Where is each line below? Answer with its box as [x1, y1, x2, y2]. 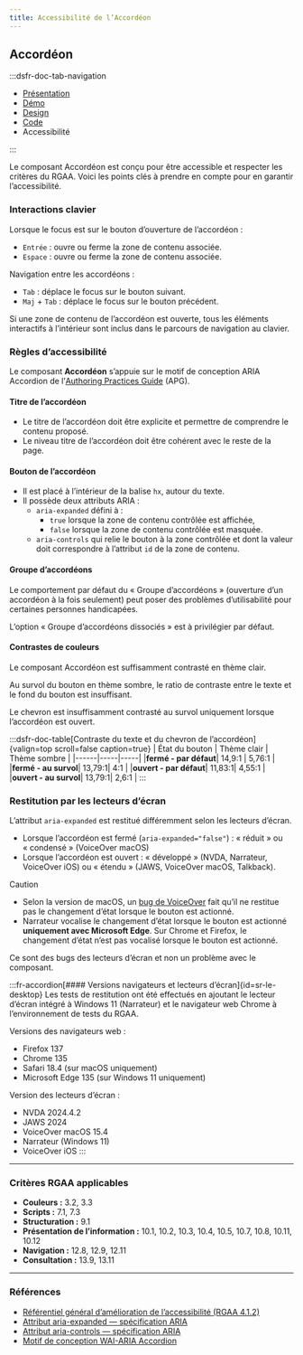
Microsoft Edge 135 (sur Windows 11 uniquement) [22, 1072, 207, 1083]
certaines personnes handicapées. [9, 603, 138, 615]
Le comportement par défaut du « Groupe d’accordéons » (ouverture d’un [9, 584, 284, 595]
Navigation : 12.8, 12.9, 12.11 [22, 1245, 126, 1256]
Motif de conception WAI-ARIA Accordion [22, 1335, 178, 1346]
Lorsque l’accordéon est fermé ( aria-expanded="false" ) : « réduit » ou [22, 833, 283, 843]
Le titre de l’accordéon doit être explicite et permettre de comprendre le [22, 417, 289, 428]
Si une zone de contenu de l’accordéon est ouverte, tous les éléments [9, 313, 269, 324]
